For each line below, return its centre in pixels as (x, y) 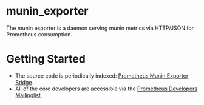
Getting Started (46, 59)
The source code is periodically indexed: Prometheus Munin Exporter (102, 76)
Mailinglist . (29, 95)
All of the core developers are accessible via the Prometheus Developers (106, 89)
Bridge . (24, 82)
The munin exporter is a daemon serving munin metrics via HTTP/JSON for (100, 28)
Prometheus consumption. (39, 34)
